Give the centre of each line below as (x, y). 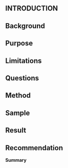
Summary (16, 160)
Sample (18, 113)
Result (16, 130)
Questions (22, 78)
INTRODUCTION (32, 8)
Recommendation (34, 148)
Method (18, 96)
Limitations (24, 61)
